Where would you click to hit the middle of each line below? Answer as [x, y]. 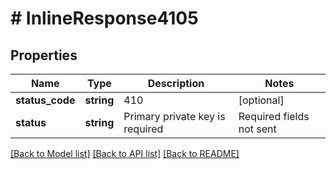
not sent [257, 129]
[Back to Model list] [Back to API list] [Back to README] [125, 153]
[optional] [261, 100]
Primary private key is [174, 116]
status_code [45, 100]
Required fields [274, 116]
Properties [44, 55]
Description [176, 83]
